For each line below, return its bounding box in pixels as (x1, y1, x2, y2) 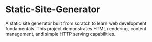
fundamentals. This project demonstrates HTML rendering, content (5, 25, 147, 31)
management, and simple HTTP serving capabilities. (5, 31, 116, 37)
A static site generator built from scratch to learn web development (5, 20, 147, 26)
